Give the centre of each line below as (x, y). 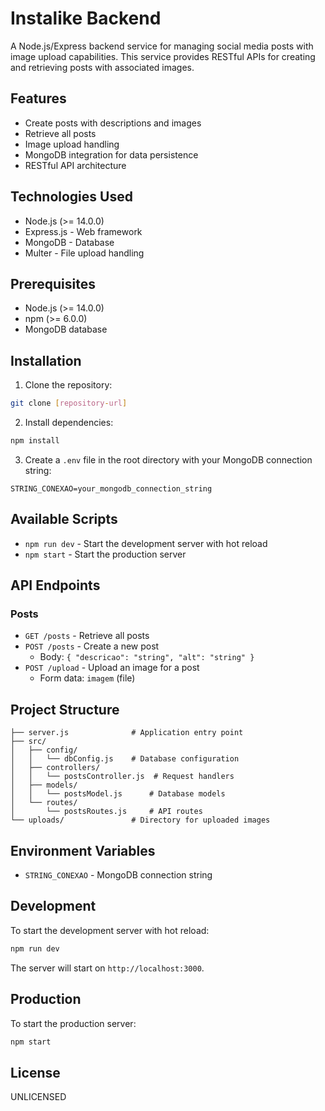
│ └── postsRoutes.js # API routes (106, 812)
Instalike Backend (86, 18)
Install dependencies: (69, 423)
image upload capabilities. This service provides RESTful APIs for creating (163, 56)
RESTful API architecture (75, 165)
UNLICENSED (38, 1097)
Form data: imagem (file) (87, 678)
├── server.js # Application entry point (127, 733)
